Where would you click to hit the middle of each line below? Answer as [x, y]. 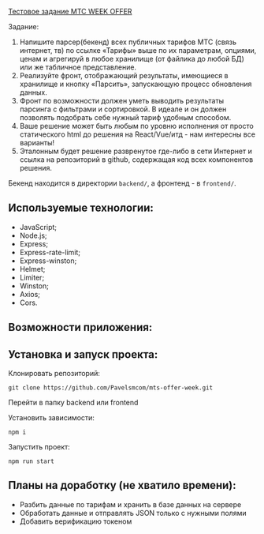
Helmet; [32, 269]
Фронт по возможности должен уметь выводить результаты [122, 101]
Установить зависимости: [51, 418]
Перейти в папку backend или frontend [73, 403]
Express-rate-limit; [50, 252]
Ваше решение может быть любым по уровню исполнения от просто [136, 126]
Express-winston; [48, 261]
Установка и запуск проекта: [83, 354]
